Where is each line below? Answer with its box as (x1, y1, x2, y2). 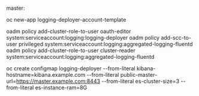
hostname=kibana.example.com (6, 71, 86, 78)
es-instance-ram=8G (35, 84, 88, 91)
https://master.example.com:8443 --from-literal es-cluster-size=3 (16, 77, 180, 85)
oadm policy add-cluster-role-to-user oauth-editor (6, 28, 131, 35)
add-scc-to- (161, 34, 192, 41)
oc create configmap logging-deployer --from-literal (6, 65, 136, 72)
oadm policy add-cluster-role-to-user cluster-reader (6, 47, 136, 54)
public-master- (120, 71, 158, 78)
